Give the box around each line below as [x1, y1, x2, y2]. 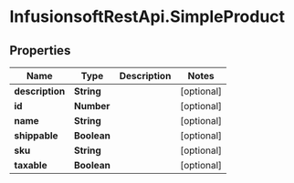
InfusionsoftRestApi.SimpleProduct [9, 6, 286, 27]
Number [73, 100, 110, 112]
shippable [14, 129, 58, 142]
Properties [9, 43, 71, 58]
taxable [14, 159, 47, 171]
